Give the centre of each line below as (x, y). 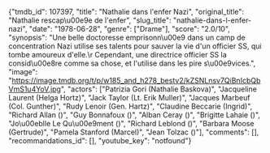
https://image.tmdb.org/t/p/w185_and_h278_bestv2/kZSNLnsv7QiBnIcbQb (136, 81)
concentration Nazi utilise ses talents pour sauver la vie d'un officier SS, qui (135, 46)
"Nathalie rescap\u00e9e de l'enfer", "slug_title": (90, 20)
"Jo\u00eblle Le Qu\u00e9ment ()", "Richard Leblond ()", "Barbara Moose (131, 123)
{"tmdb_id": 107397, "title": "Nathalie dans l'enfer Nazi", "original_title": (126, 12)
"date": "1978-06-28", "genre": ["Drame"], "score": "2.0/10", (129, 29)
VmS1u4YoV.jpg (35, 89)
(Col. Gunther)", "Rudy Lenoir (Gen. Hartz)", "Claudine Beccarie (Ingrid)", (131, 106)
